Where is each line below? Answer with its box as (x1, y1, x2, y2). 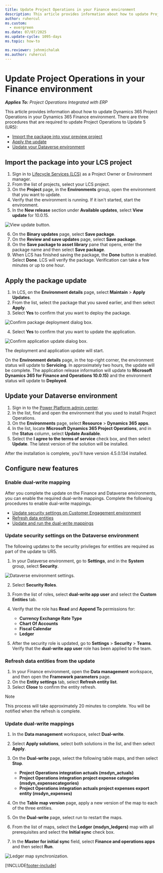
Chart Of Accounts (19, 621, 58, 626)
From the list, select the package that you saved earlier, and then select (12, 300, 155, 305)
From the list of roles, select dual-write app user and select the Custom (12, 591, 157, 597)
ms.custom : (5, 20, 27, 26)
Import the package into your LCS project (5, 158, 132, 166)
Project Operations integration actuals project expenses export (19, 785, 149, 791)
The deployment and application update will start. (5, 348, 104, 354)
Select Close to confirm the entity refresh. (12, 684, 97, 690)
